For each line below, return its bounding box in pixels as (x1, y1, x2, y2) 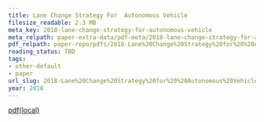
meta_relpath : (8, 33, 55, 41)
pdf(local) (8, 106, 40, 115)
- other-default (8, 63, 61, 70)
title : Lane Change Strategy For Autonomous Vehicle (8, 11, 189, 20)
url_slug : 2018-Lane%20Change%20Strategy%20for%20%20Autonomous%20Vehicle (8, 77, 258, 84)
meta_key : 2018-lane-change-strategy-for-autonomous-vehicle (8, 26, 213, 34)
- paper (8, 70, 34, 77)
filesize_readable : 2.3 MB (8, 19, 97, 27)
